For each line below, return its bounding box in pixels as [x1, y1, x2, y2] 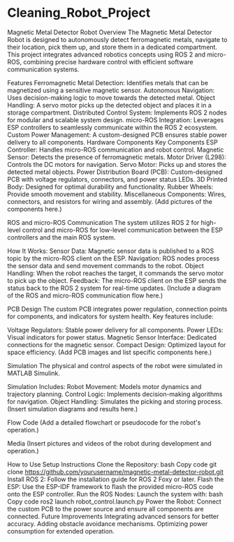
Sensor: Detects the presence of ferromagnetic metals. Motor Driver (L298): [7, 152, 226, 161]
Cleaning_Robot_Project [7, 5, 151, 21]
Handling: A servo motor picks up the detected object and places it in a [7, 101, 212, 109]
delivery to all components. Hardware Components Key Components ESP [7, 138, 218, 146]
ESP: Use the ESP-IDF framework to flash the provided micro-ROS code [7, 482, 214, 490]
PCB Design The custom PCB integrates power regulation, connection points [7, 305, 228, 313]
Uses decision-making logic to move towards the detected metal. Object [7, 93, 215, 102]
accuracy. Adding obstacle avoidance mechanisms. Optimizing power [7, 519, 208, 528]
